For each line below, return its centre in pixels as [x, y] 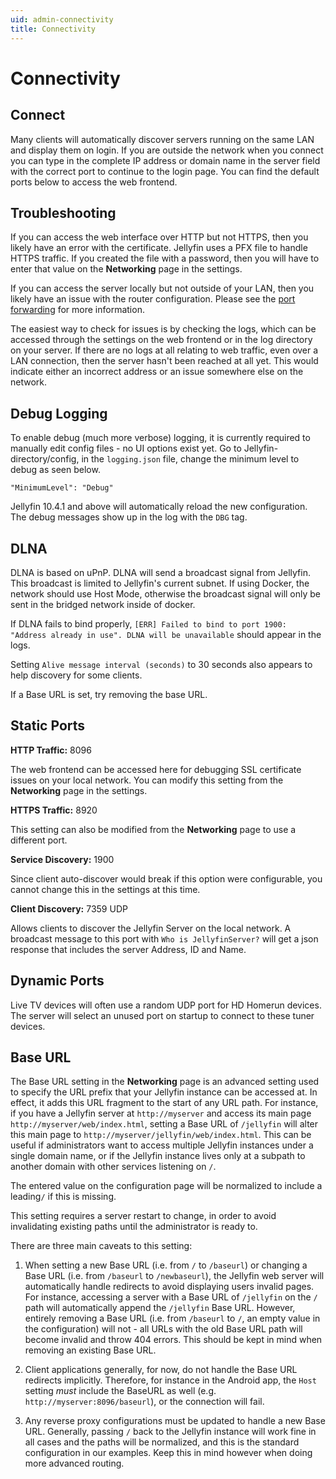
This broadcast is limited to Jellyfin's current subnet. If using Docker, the [160, 583]
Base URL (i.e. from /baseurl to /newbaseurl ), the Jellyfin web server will [174, 1276]
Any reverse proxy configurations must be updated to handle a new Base [175, 1421]
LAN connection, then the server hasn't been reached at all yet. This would [164, 361]
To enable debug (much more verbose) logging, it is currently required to [160, 438]
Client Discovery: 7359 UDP [69, 908]
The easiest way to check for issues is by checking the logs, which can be [163, 329]
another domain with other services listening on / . [113, 1167]
